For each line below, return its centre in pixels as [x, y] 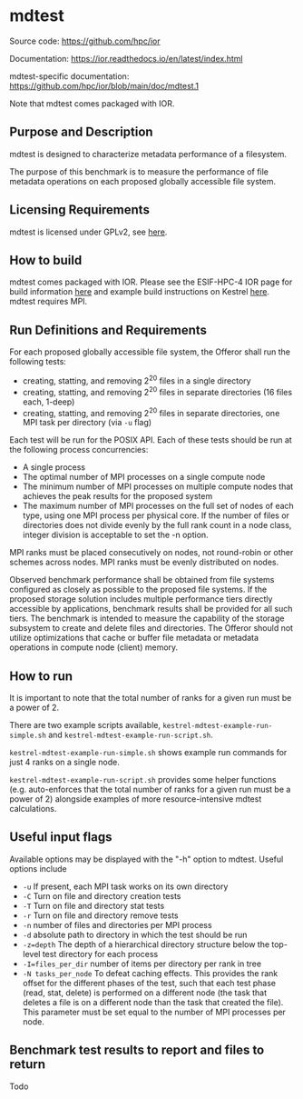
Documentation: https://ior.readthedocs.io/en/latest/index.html [126, 58]
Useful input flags [61, 837]
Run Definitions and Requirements [108, 330]
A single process [54, 467]
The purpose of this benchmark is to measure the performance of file [139, 171]
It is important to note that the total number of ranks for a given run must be [151, 697]
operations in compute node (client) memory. [94, 647]
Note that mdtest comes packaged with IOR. [92, 103]
